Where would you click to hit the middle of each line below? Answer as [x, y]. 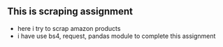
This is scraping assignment [70, 12]
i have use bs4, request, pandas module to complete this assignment [116, 36]
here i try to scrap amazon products [69, 28]
